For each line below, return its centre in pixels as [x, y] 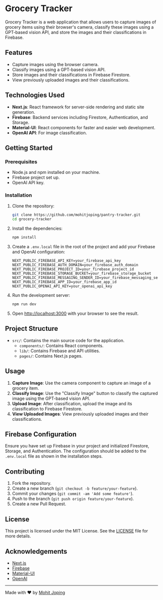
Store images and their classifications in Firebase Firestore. [71, 75]
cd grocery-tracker [32, 219]
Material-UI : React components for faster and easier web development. [84, 127]
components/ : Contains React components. [61, 345]
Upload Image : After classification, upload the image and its [72, 403]
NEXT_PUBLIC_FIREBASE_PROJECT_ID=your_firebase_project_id [73, 269]
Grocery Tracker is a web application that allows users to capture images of [81, 22]
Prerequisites [21, 162]
